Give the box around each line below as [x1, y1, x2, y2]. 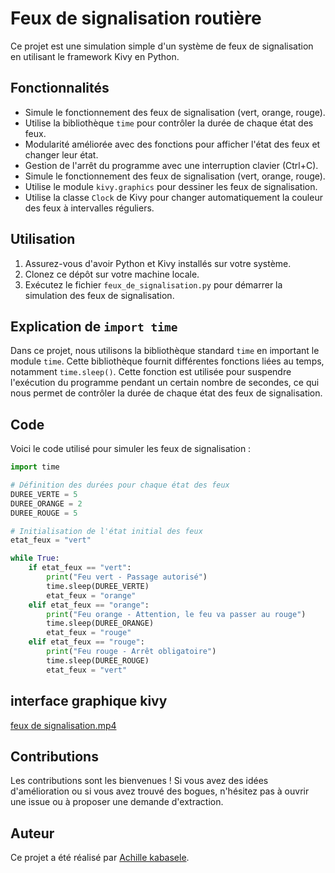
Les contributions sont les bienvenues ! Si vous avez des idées [10, 775, 269, 787]
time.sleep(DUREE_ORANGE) [46, 618, 155, 629]
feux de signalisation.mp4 [10, 719, 117, 731]
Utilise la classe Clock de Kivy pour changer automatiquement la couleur [24, 191, 323, 203]
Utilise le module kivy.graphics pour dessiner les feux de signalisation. [24, 180, 318, 192]
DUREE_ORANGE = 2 [10, 498, 83, 509]
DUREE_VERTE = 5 [10, 489, 78, 499]
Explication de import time [10, 318, 178, 335]
